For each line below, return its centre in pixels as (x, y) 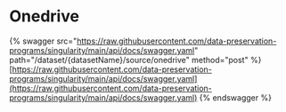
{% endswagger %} (235, 97)
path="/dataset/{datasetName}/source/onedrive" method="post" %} (135, 60)
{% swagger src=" (43, 41)
